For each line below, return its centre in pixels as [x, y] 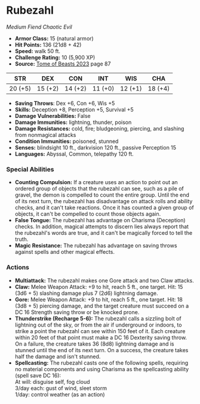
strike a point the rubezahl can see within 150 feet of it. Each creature [100, 331]
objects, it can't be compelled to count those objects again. [88, 214]
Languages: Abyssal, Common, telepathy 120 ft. [74, 154]
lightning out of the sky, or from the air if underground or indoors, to [98, 325]
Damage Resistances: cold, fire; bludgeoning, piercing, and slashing [99, 128]
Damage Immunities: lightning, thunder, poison [73, 122]
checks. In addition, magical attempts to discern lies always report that [102, 226]
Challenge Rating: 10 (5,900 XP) [55, 57]
